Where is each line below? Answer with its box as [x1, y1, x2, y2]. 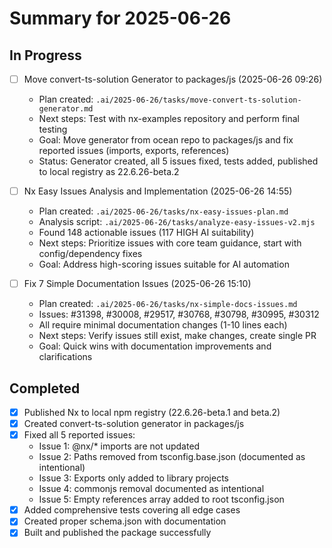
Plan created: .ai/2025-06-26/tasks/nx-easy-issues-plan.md [38, 205, 289, 217]
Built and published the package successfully [23, 527, 212, 539]
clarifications [38, 351, 93, 363]
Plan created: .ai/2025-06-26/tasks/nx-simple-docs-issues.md [38, 298, 298, 310]
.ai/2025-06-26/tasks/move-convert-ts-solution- [95, 95, 302, 106]
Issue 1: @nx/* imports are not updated [38, 440, 201, 452]
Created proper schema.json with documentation [23, 515, 227, 527]
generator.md [38, 104, 94, 114]
